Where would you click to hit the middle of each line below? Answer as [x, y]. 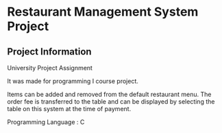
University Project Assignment [50, 68]
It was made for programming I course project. [73, 81]
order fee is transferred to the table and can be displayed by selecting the [111, 102]
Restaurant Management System [103, 12]
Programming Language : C [46, 122]
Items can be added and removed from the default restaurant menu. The [109, 94]
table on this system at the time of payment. [69, 109]
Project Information [49, 51]
